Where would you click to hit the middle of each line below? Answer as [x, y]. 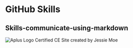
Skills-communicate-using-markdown [67, 28]
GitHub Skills [33, 9]
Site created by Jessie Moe [90, 40]
